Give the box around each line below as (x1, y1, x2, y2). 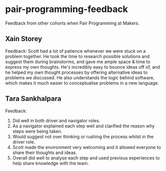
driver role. (12, 139, 36, 145)
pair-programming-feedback (5, 4, 128, 15)
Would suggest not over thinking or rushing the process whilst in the (12, 133, 154, 139)
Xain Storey (5, 35, 43, 43)
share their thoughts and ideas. (12, 149, 77, 155)
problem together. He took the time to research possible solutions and (5, 53, 150, 59)
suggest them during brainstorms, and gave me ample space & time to (5, 59, 150, 65)
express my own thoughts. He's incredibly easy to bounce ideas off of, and (5, 64, 160, 70)
